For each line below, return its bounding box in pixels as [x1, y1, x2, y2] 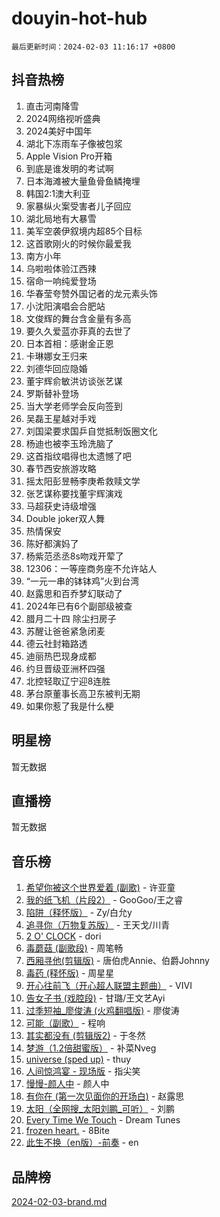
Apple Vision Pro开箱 [25, 150, 113, 162]
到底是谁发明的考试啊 [25, 162, 114, 174]
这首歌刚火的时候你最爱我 [25, 237, 132, 249]
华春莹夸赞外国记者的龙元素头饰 [25, 287, 158, 299]
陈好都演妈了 [25, 537, 79, 549]
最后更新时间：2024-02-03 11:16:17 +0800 [11, 42, 176, 52]
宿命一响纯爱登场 [25, 275, 97, 287]
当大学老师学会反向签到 [25, 400, 123, 412]
